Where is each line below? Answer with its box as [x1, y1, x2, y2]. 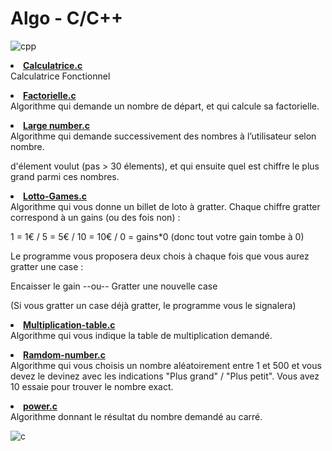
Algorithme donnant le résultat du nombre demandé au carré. [10, 410, 263, 422]
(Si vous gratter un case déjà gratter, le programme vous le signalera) [10, 299, 297, 311]
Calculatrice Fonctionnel [10, 70, 111, 82]
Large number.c [23, 119, 91, 131]
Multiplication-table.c [23, 318, 116, 331]
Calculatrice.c [23, 59, 83, 71]
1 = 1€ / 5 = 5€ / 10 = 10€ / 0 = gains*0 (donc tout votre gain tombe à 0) [10, 230, 305, 242]
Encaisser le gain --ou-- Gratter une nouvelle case [10, 280, 218, 292]
